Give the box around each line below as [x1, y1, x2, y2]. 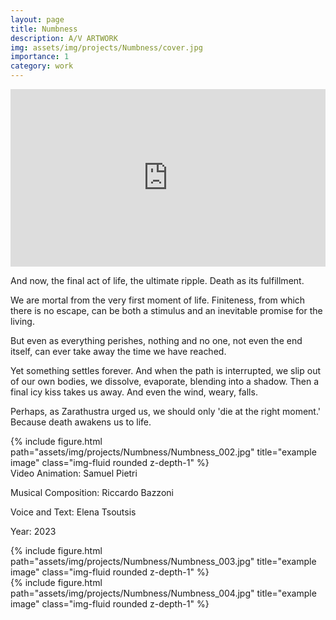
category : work [10, 61, 74, 71]
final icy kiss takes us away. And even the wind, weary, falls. [10, 386, 258, 398]
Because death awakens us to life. [10, 416, 152, 428]
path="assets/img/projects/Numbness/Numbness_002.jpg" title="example [10, 446, 317, 458]
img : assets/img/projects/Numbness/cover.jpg [10, 42, 203, 53]
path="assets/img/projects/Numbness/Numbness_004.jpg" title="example [10, 587, 317, 599]
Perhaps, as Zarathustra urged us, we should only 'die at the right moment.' [10, 405, 322, 417]
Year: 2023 [10, 525, 57, 537]
